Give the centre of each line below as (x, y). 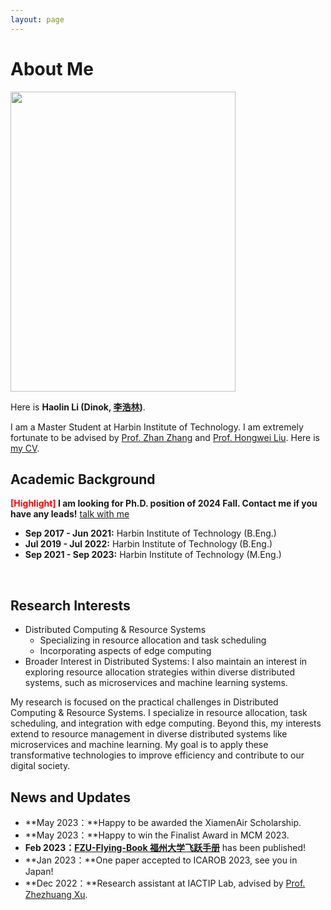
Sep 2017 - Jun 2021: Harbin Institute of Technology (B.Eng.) (150, 533)
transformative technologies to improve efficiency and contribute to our (157, 755)
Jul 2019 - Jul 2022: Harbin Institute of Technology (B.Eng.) (148, 544)
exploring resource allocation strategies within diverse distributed (159, 672)
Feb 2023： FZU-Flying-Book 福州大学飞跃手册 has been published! (165, 847)
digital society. (40, 766)
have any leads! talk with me (70, 514)
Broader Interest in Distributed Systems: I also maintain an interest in (166, 662)
